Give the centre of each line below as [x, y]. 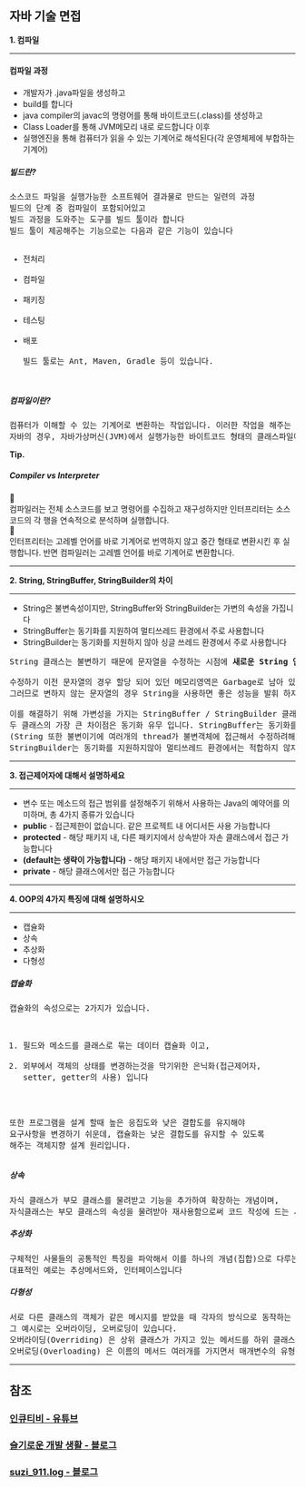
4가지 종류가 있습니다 [97, 814]
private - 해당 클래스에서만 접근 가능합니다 [98, 871]
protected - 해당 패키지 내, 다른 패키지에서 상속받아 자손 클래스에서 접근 [151, 836]
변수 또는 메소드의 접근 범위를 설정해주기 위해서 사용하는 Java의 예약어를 [151, 803]
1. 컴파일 [25, 40]
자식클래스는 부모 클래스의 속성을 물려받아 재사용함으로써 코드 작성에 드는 [149, 1211]
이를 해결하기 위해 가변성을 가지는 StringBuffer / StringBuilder [143, 714]
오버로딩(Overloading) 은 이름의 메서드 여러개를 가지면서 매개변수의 [143, 1351]
